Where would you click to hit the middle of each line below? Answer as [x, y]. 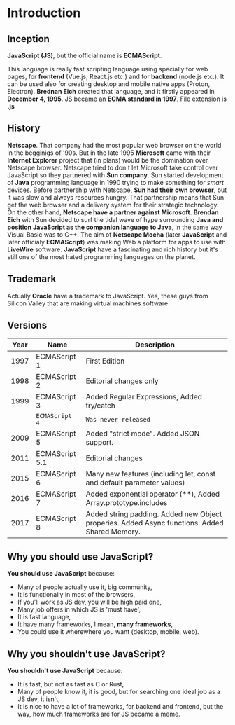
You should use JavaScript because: [61, 574]
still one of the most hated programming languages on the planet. [101, 256]
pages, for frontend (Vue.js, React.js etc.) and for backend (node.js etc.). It [116, 76]
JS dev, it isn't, [39, 699]
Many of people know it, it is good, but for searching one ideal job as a [119, 692]
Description [155, 345]
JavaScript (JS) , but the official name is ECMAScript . [85, 55]
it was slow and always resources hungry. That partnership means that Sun [116, 197]
